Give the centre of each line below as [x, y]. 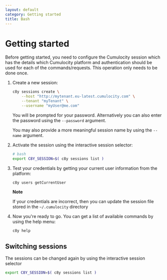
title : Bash [17, 19]
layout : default [22, 10]
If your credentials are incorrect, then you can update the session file [83, 202]
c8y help [21, 231]
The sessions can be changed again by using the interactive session [75, 258]
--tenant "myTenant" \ [45, 101]
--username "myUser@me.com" [50, 105]
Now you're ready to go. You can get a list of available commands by [83, 216]
